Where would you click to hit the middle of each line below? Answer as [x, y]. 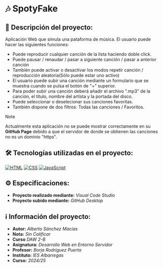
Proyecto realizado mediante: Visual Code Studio [64, 195]
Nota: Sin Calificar [31, 234]
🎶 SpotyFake [32, 9]
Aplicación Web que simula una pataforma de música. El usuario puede [78, 39]
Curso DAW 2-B [29, 240]
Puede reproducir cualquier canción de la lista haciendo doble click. [82, 54]
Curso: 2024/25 [29, 261]
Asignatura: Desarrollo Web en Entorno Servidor [62, 245]
